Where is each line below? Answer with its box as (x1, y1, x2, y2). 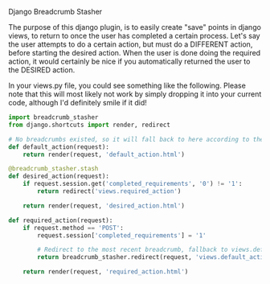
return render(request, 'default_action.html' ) (22, 150, 185, 158)
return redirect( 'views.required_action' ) (37, 187, 182, 196)
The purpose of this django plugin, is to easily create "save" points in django (8, 23, 261, 31)
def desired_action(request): (8, 172, 110, 180)
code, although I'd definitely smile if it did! (8, 98, 147, 107)
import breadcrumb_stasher (8, 113, 99, 121)
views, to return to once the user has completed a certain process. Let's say (8, 31, 260, 40)
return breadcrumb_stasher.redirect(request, (37, 253, 193, 261)
